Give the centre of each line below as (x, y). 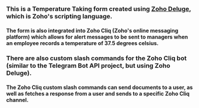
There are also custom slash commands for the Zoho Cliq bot (97, 58)
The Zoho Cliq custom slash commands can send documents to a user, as (99, 87)
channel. (17, 100)
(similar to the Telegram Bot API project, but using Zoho (88, 66)
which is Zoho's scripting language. (59, 16)
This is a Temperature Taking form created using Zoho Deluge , (99, 9)
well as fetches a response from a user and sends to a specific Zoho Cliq (98, 94)
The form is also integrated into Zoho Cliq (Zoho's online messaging (92, 30)
